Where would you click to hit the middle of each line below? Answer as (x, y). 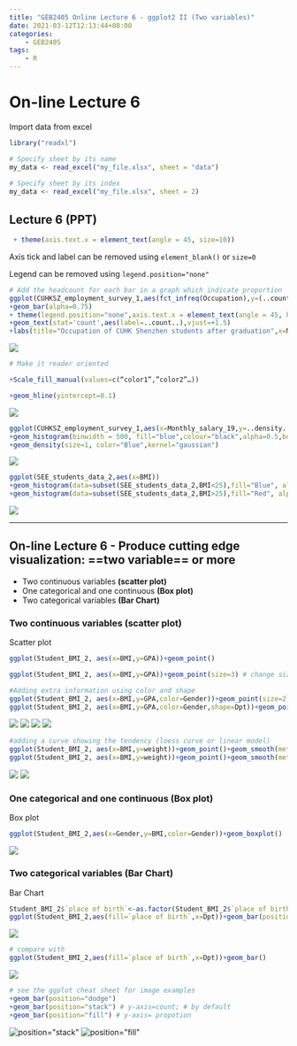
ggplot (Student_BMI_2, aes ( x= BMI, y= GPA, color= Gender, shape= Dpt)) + (134, 707)
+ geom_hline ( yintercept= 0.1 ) (63, 396)
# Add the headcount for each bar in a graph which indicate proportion (146, 290)
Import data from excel (51, 127)
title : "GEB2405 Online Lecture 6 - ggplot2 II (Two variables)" (132, 17)
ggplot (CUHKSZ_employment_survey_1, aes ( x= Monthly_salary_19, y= (128, 428)
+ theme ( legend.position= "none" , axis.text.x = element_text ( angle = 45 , (146, 315)
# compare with (37, 950)
